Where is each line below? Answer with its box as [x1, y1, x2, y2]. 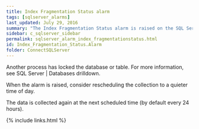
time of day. [6, 87, 36, 95]
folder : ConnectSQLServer [6, 47, 70, 53]
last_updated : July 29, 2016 [6, 20, 78, 25]
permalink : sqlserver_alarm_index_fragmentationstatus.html [6, 36, 158, 42]
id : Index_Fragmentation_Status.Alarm [6, 42, 102, 48]
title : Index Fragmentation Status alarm [6, 8, 110, 15]
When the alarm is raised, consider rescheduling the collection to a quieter [6, 81, 188, 88]
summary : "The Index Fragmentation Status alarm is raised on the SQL [6, 25, 184, 31]
